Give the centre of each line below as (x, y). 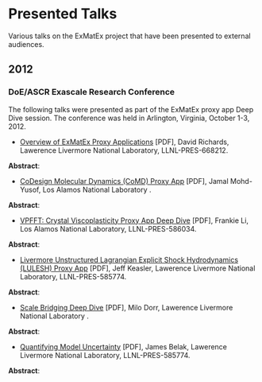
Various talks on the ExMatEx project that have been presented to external (130, 36)
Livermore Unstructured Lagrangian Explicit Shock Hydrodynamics (129, 259)
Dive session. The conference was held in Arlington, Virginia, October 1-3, (129, 118)
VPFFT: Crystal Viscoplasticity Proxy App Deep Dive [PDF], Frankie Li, (134, 220)
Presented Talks (63, 14)
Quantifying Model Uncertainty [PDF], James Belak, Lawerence (123, 346)
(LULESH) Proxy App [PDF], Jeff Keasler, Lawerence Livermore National (137, 268)
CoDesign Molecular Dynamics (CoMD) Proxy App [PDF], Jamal (124, 181)
